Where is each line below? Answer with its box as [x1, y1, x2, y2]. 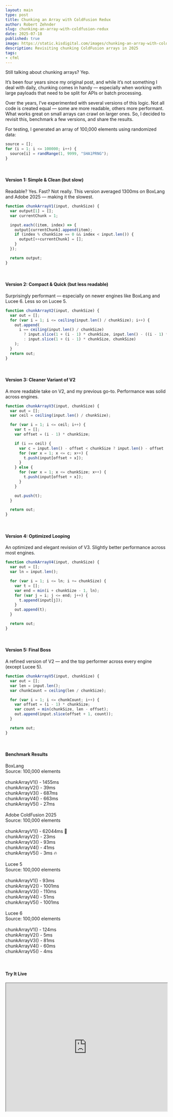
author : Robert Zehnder [5, 22, 56, 27]
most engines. [5, 550, 35, 556]
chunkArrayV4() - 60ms [5, 943, 56, 949]
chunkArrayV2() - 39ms [5, 784, 56, 790]
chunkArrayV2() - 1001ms [5, 883, 59, 889]
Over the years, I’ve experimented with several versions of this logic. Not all [5, 100, 165, 106]
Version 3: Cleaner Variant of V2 [5, 377, 76, 383]
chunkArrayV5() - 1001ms [5, 899, 59, 905]
